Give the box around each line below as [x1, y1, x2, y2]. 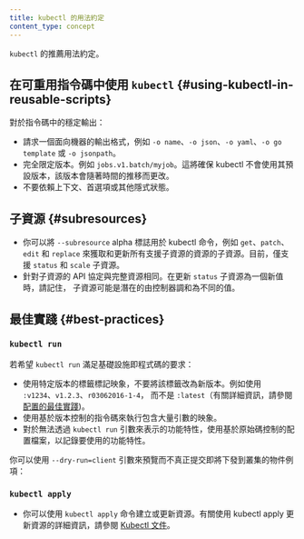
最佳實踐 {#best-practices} [9, 311, 165, 327]
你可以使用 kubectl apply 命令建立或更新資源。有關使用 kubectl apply [22, 508, 284, 519]
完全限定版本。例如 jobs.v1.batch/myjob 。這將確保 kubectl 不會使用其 [22, 159, 286, 170]
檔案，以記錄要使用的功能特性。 [30, 434, 151, 445]
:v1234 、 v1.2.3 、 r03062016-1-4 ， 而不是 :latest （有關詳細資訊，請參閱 [22, 389, 293, 400]
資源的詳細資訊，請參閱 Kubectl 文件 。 [30, 520, 175, 531]
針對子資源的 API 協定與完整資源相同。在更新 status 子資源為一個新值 [22, 271, 284, 282]
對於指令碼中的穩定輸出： [9, 117, 105, 128]
